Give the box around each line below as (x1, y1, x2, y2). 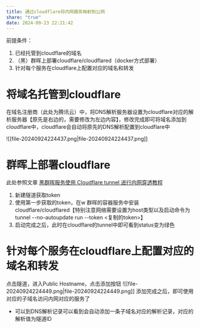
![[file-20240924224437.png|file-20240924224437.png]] (6, 135, 148, 143)
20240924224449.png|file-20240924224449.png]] (6, 287, 135, 295)
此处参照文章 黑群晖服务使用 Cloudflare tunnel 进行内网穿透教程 (6, 179, 163, 186)
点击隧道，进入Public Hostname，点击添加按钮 (6, 280, 121, 287)
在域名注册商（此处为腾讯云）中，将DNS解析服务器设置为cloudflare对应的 (6, 109, 189, 116)
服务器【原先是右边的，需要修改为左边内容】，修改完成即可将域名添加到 (11, 116, 187, 123)
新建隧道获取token (14, 191, 61, 199)
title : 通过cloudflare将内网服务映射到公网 (6, 8, 106, 15)
